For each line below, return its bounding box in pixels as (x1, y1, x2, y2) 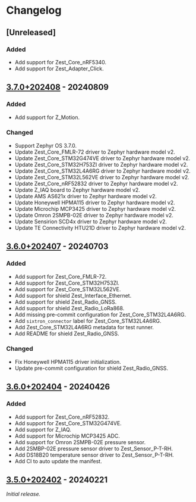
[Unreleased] (6, 27, 56, 38)
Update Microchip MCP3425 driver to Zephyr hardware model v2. (14, 205, 176, 212)
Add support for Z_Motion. (14, 114, 80, 121)
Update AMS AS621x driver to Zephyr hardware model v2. (14, 192, 157, 199)
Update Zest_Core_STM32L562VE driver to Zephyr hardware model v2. (14, 173, 190, 180)
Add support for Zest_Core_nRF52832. (14, 413, 110, 420)
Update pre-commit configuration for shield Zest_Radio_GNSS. (14, 364, 168, 372)
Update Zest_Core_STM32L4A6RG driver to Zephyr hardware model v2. (14, 167, 191, 174)
